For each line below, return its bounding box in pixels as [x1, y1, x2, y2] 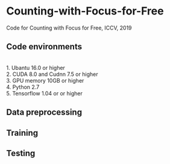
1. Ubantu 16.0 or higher [6, 64, 65, 71]
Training [6, 128, 39, 138]
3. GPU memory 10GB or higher [6, 77, 84, 84]
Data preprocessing [6, 107, 83, 118]
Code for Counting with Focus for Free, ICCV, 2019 [6, 24, 132, 31]
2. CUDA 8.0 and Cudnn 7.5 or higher [6, 71, 98, 78]
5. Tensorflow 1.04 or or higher [6, 89, 83, 97]
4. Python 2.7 [6, 83, 40, 90]
